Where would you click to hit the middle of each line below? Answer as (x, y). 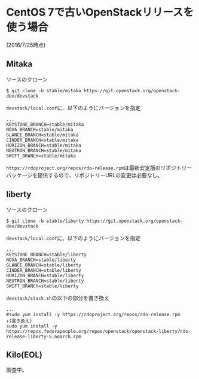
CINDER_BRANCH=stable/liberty (44, 270)
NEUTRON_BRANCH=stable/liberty (45, 281)
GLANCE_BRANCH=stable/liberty (44, 265)
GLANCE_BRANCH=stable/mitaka (42, 135)
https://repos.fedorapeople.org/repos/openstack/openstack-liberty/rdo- (99, 331)
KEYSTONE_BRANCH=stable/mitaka (45, 124)
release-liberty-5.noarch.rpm (44, 336)
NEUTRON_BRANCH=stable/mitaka (44, 150)
